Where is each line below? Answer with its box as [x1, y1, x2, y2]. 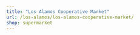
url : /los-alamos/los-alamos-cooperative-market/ [6, 14, 135, 20]
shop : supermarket [6, 20, 53, 26]
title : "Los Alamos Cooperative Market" [6, 8, 110, 15]
